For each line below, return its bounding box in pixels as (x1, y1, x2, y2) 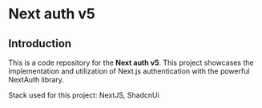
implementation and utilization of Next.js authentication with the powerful (8, 66, 250, 76)
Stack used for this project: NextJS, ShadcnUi (8, 90, 160, 100)
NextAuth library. (8, 75, 64, 84)
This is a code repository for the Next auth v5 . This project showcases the (8, 58, 254, 67)
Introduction (8, 37, 72, 50)
